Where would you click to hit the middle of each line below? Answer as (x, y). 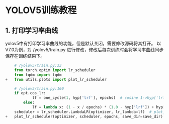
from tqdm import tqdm (38, 75)
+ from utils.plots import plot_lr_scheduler (56, 79)
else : (29, 103)
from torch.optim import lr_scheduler (55, 70)
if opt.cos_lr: (30, 93)
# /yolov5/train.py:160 (39, 88)
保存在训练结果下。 (25, 56)
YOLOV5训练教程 (41, 10)
